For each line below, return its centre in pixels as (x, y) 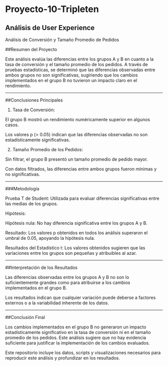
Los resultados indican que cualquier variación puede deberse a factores (80, 297)
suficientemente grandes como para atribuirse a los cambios (68, 282)
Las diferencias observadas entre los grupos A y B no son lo (67, 277)
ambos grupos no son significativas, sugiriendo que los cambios (71, 75)
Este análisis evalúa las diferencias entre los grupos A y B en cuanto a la (79, 59)
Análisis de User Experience (50, 28)
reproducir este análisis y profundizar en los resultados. (62, 358)
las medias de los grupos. (32, 204)
